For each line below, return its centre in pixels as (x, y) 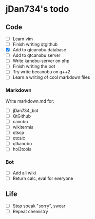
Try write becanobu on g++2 (41, 72)
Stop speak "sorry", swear (39, 206)
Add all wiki (24, 173)
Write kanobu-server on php (41, 61)
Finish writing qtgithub (35, 44)
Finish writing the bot (34, 66)
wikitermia (23, 127)
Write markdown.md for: (30, 101)
